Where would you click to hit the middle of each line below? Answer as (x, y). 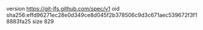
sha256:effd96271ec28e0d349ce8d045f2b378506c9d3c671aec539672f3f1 (102, 15)
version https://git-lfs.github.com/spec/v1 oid (63, 9)
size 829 (43, 21)
